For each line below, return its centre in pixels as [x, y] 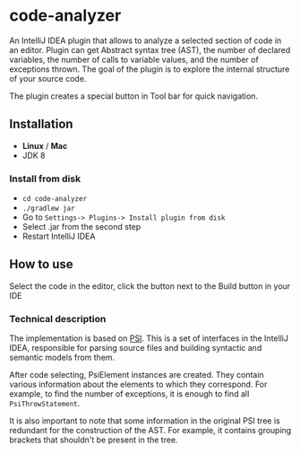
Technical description [58, 319]
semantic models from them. [62, 358]
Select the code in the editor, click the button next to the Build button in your [150, 286]
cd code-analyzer [55, 199]
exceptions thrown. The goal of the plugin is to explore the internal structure [150, 69]
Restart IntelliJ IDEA [59, 236]
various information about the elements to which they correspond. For [138, 384]
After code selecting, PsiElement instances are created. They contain [137, 375]
